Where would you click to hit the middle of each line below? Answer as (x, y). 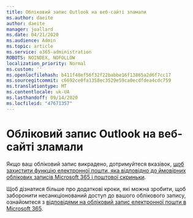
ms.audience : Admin (31, 41)
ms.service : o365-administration (49, 52)
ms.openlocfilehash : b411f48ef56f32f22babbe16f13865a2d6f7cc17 (89, 75)
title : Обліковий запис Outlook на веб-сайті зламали (77, 12)
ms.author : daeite (30, 18)
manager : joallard (30, 29)
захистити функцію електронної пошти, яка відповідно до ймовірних (96, 170)
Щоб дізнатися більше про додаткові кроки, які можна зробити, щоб (96, 189)
